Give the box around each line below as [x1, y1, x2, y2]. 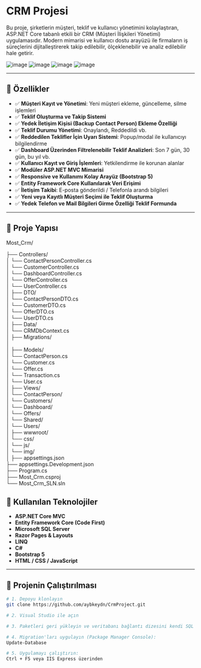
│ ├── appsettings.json [6, 454, 65, 461]
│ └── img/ [6, 448, 35, 455]
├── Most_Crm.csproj [6, 473, 61, 480]
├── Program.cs [6, 467, 48, 474]
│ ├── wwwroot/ [6, 429, 49, 436]
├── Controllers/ [6, 250, 48, 258]
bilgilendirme [14, 139, 47, 147]
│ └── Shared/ [6, 416, 44, 423]
